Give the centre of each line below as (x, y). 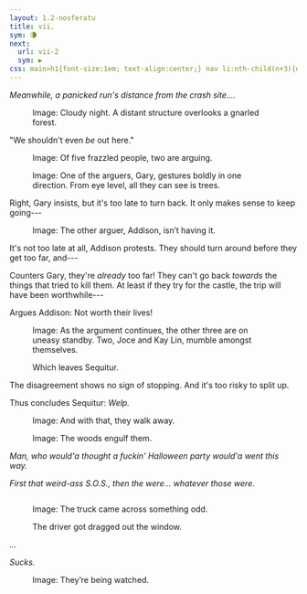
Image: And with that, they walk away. (104, 420)
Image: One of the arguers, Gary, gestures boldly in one (137, 175)
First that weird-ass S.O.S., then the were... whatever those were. (132, 483)
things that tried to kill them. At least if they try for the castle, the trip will (145, 285)
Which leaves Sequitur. (75, 367)
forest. (45, 122)
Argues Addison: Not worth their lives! (81, 313)
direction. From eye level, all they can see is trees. (127, 185)
